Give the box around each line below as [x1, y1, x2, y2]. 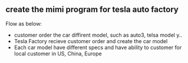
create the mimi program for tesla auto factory [5, 5, 179, 15]
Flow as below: [5, 20, 42, 27]
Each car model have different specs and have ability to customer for [14, 44, 182, 51]
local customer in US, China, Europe [14, 50, 102, 57]
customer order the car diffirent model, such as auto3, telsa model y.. [14, 32, 182, 38]
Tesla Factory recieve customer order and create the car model [14, 37, 168, 44]
